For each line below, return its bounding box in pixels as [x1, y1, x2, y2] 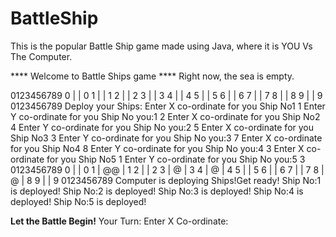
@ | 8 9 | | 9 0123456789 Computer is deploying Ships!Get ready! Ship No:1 [10, 174, 322, 186]
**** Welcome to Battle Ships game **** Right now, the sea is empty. [10, 70, 295, 82]
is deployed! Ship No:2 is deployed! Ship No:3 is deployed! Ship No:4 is [10, 185, 304, 197]
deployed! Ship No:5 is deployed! [10, 195, 147, 207]
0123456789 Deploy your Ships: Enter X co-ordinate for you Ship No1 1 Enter [10, 100, 326, 112]
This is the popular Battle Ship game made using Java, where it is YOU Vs [10, 40, 313, 52]
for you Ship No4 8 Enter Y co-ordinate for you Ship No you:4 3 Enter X [10, 142, 305, 154]
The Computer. [10, 50, 73, 62]
